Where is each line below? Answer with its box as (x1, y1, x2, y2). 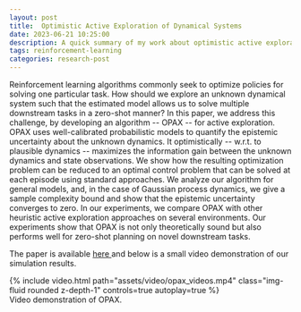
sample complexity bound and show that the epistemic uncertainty (9, 193, 255, 204)
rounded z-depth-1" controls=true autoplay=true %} (27, 285, 219, 295)
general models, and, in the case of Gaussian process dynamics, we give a (9, 184, 286, 194)
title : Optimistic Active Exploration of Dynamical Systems (9, 21, 243, 30)
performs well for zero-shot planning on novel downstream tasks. (9, 232, 251, 241)
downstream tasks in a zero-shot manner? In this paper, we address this (9, 108, 276, 118)
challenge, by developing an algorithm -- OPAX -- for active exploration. (9, 117, 276, 128)
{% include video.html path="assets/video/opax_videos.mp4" (9, 275, 236, 286)
